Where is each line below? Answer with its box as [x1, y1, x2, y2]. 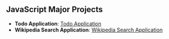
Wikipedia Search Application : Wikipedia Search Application [14, 26, 163, 33]
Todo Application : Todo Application [14, 20, 102, 27]
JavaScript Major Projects [6, 5, 103, 15]
